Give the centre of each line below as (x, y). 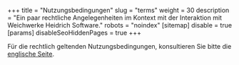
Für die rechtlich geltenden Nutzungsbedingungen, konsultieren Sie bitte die (119, 46)
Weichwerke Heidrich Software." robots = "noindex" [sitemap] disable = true (120, 25)
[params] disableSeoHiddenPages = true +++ (74, 32)
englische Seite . (31, 54)
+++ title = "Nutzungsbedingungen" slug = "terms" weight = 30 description (118, 10)
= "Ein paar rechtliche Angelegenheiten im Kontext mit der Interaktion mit (115, 18)
